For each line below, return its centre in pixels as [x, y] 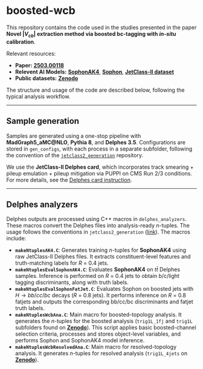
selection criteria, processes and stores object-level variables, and [98, 334]
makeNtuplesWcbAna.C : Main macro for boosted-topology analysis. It [98, 315]
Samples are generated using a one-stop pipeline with [74, 136]
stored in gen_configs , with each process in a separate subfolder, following [99, 149]
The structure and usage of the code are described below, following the [95, 90]
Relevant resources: [31, 53]
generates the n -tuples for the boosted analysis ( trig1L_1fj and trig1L [104, 321]
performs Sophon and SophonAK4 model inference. [80, 340]
